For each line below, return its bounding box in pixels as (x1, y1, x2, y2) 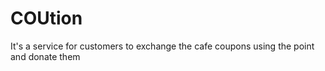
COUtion (10, 7, 83, 30)
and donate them (10, 50, 81, 62)
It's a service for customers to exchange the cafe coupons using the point (10, 40, 315, 52)
